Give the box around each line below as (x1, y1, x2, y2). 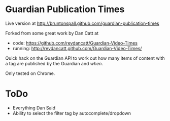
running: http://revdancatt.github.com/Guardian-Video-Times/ (12, 45, 142, 51)
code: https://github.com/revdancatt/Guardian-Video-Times (12, 39, 138, 46)
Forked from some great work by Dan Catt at (5, 30, 99, 36)
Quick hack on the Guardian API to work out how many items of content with (5, 55, 165, 61)
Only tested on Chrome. (5, 70, 55, 76)
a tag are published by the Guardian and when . (5, 60, 103, 66)
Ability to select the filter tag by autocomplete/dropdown (12, 110, 131, 116)
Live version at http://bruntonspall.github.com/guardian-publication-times (5, 20, 159, 26)
